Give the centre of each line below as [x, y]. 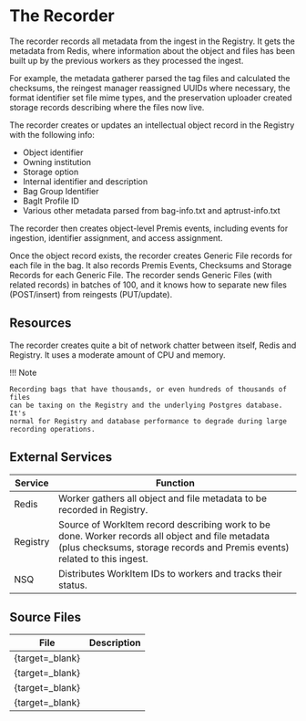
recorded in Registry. [103, 509]
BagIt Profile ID [51, 201]
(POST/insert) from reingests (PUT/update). [91, 294]
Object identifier [53, 152]
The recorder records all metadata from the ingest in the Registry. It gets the [153, 41]
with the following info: [52, 134]
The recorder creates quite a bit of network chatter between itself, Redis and [153, 345]
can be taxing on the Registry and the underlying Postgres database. [146, 405]
